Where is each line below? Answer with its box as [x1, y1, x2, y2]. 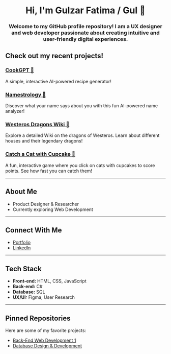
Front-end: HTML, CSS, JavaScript [12, 278, 87, 284]
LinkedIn [12, 245, 31, 251]
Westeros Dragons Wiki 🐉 [5, 121, 70, 128]
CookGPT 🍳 [5, 66, 35, 74]
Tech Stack [5, 264, 42, 273]
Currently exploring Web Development [12, 206, 93, 213]
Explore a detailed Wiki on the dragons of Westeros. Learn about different [5, 132, 160, 138]
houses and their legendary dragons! [5, 138, 83, 144]
